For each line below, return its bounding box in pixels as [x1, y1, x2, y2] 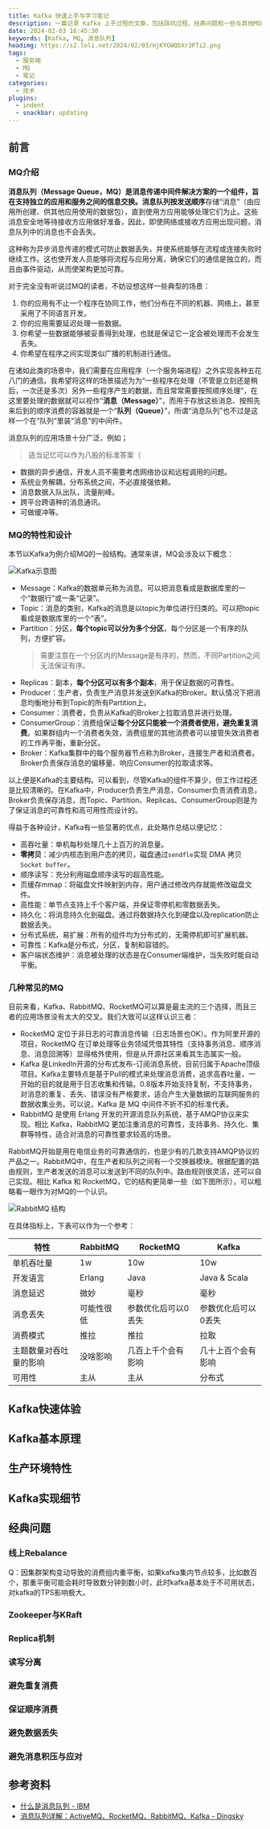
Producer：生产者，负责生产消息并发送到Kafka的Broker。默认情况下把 [19, 687, 254, 697]
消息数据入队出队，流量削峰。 [19, 487, 119, 497]
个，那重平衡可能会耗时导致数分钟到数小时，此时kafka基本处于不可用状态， [8, 1577, 260, 1587]
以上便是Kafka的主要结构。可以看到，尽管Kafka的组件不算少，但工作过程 [8, 775, 251, 785]
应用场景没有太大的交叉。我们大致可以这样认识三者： [22, 1012, 198, 1022]
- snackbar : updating [15, 109, 88, 117]
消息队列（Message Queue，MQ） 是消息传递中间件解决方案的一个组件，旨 [8, 187, 260, 196]
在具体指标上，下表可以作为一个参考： [8, 1221, 135, 1231]
